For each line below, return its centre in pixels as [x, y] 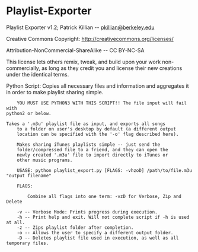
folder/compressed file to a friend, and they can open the [92, 149]
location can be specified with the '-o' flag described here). [98, 134]
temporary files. [28, 243]
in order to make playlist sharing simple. [55, 92]
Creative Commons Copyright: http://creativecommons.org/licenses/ [90, 39]
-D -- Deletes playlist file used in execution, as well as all [98, 238]
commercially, [23, 68]
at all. [16, 222]
